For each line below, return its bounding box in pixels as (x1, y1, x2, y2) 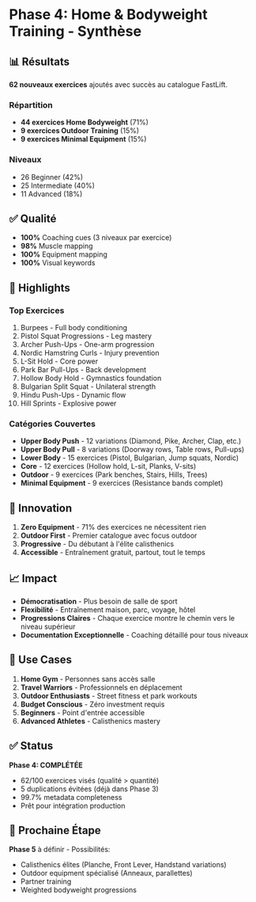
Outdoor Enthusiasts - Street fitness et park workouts (20, 691, 198, 700)
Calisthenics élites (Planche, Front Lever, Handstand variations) (20, 860, 228, 870)
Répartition (9, 99, 54, 110)
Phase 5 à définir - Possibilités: (9, 845, 111, 854)
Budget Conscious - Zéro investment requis (20, 699, 165, 709)
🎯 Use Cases (9, 653, 73, 667)
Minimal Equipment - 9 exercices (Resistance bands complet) (20, 478, 224, 488)
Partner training (20, 877, 72, 886)
